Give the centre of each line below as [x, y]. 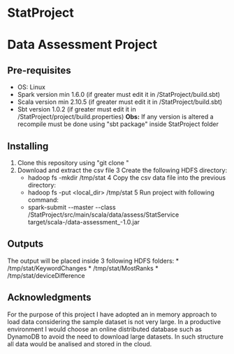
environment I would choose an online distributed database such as [105, 329]
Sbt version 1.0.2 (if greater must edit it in [76, 109]
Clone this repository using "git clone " [73, 163]
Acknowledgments [50, 298]
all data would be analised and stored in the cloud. [80, 344]
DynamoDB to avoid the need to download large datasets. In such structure [115, 337]
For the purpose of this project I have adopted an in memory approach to [112, 314]
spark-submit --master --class [72, 207]
